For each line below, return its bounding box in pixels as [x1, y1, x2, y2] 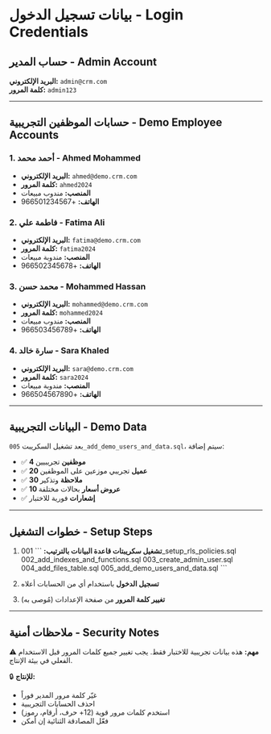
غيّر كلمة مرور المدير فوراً [20, 690, 97, 700]
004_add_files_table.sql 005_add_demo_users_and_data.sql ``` [20, 563, 228, 573]
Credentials [9, 23, 89, 41]
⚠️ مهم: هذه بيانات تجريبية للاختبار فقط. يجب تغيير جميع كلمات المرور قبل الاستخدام [9, 647, 260, 657]
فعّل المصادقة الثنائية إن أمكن [20, 716, 109, 726]
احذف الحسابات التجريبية [20, 699, 96, 709]
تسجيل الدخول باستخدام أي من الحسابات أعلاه [20, 579, 159, 589]
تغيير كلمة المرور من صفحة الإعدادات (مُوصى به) [20, 594, 166, 604]
